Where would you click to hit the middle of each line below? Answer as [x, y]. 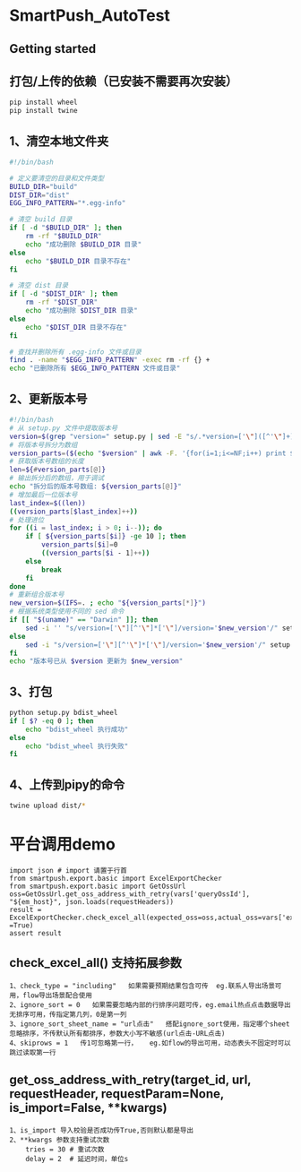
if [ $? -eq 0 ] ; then [52, 721]
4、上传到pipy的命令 [67, 784]
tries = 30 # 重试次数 [65, 1149]
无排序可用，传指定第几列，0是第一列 [68, 1014]
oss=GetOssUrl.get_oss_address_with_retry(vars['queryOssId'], [130, 894]
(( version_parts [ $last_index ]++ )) [74, 512]
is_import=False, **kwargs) [88, 1108]
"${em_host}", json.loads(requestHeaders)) [92, 901]
